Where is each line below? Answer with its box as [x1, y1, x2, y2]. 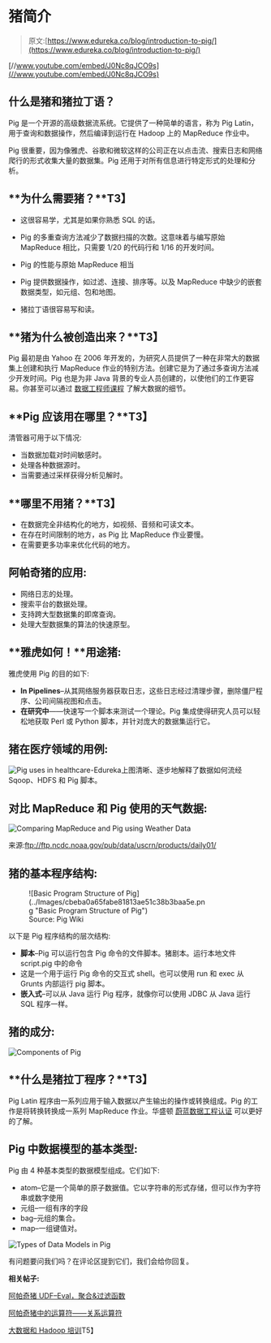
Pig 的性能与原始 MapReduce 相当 [19, 259, 135, 269]
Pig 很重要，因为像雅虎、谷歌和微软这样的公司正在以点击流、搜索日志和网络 [8, 145, 263, 155]
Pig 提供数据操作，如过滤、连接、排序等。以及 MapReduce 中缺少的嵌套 [19, 277, 262, 287]
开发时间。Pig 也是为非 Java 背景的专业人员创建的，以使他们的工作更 [15, 374, 247, 383]
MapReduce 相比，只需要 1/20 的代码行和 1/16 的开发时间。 [19, 242, 219, 252]
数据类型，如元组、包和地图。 [19, 287, 120, 296]
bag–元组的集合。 [19, 1213, 80, 1223]
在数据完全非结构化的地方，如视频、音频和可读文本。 [19, 520, 199, 529]
